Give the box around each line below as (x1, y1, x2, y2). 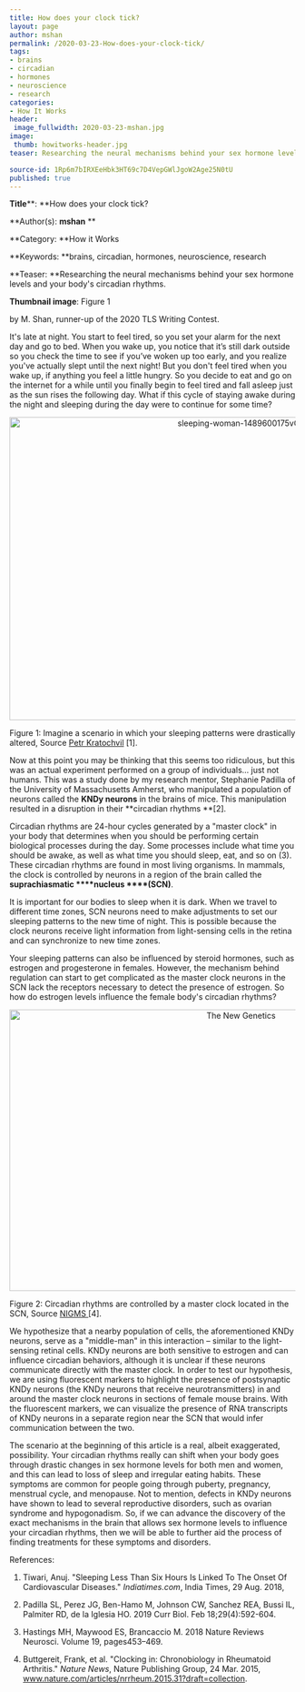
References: (9, 1555, 54, 1566)
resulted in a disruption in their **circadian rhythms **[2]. (9, 803, 227, 814)
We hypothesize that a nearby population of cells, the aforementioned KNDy (9, 1325, 295, 1337)
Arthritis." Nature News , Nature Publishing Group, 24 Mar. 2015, (22, 1664, 261, 1675)
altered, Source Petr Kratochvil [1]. (9, 738, 138, 749)
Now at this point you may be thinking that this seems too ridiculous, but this (9, 755, 295, 766)
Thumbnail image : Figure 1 (9, 297, 111, 307)
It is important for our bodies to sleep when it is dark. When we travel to (9, 897, 278, 908)
